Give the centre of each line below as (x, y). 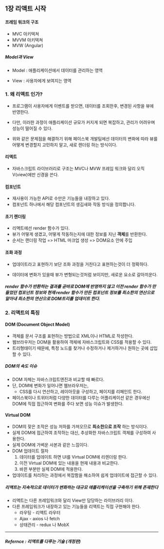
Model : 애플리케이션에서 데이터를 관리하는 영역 (57, 70)
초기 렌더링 (15, 216)
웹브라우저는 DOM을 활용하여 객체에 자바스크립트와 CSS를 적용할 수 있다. (82, 342)
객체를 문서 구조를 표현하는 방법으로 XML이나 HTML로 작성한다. (73, 336)
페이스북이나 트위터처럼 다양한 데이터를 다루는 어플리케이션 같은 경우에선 (81, 397)
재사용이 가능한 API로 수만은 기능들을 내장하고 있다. (61, 198)
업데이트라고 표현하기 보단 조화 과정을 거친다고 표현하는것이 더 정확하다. (80, 264)
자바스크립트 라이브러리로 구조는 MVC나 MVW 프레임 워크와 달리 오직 (78, 169)
